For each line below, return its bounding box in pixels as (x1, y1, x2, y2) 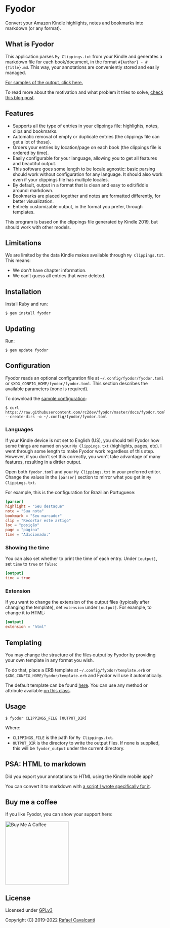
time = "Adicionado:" (5, 532, 51, 537)
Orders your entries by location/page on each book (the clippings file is (12, 144, 161, 150)
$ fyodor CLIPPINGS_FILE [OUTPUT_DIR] (5, 716, 87, 721)
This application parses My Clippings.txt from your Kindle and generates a (5, 53, 162, 59)
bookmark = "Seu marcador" (5, 513, 62, 518)
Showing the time (5, 544, 50, 551)
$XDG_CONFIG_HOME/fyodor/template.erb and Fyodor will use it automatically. (5, 673, 163, 679)
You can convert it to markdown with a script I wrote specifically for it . (5, 783, 151, 789)
